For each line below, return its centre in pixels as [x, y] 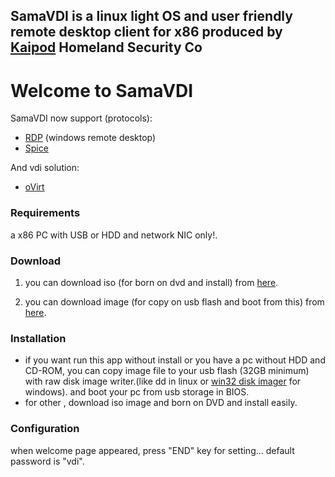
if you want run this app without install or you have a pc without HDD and [175, 360]
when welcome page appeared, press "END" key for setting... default [152, 450]
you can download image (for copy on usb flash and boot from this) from [174, 301]
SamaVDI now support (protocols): [81, 118]
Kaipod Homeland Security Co [106, 47]
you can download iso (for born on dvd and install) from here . [151, 282]
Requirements [45, 213]
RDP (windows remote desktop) [90, 138]
